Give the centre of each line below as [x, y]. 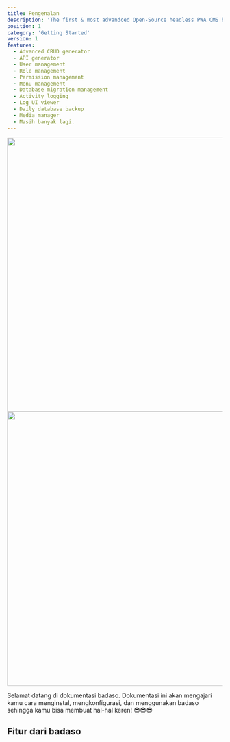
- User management [40, 64]
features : [21, 45]
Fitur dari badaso [44, 731]
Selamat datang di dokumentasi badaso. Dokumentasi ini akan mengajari [110, 695]
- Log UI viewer [36, 103]
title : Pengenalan [33, 13]
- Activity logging [41, 97]
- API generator [36, 58]
